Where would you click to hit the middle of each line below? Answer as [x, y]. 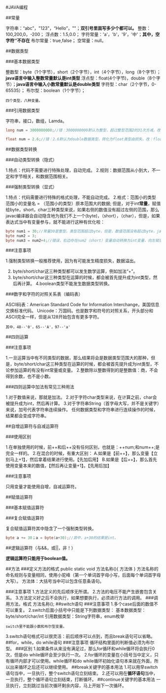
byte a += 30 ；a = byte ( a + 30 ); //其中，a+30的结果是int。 [62, 538]
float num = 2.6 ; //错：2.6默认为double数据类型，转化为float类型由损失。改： [79, 139]
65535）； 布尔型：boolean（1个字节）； [46, 90]
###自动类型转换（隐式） [31, 160]
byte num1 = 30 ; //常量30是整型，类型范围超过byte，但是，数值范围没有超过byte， [81, 231]
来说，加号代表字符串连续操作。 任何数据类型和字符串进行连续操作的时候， [82, 410]
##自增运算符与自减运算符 [32, 426]
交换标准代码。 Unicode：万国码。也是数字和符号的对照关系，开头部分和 [80, 311]
